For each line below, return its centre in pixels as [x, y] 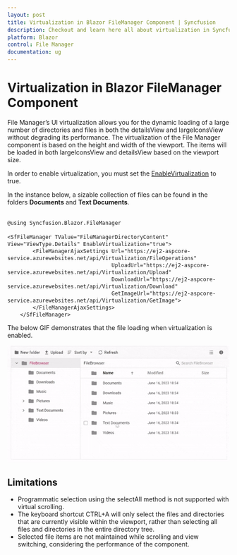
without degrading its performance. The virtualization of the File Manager [114, 137]
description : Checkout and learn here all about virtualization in [109, 30]
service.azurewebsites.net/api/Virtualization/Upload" [90, 272]
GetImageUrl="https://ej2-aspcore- [164, 293]
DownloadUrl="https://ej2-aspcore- [164, 279]
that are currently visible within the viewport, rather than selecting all [117, 522]
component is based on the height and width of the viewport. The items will [117, 145]
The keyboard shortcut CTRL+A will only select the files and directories [121, 514]
